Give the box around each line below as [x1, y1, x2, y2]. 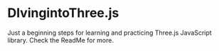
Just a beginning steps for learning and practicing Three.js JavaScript [7, 28, 212, 37]
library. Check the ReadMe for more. [7, 35, 114, 44]
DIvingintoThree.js [7, 5, 119, 21]
